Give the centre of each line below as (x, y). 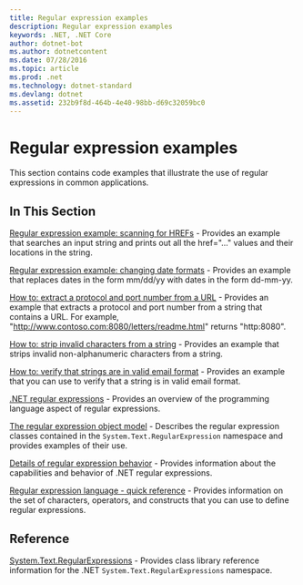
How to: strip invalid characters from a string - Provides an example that (144, 344)
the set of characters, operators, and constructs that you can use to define (149, 500)
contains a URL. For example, (65, 317)
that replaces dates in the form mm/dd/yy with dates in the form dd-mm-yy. (151, 280)
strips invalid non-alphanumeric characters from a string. (116, 354)
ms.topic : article (44, 69)
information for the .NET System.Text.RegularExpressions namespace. (141, 570)
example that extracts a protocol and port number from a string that (136, 307)
